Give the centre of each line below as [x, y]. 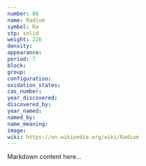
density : [20, 46]
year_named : [24, 111]
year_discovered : [32, 98]
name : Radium [26, 20]
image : [17, 130]
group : [17, 72]
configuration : [29, 78]
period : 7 [22, 59]
